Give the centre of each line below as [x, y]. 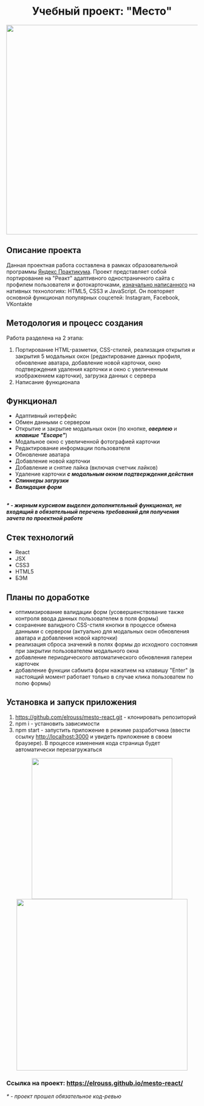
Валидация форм [39, 487]
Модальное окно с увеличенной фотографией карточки [87, 442]
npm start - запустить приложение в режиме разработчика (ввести [102, 730]
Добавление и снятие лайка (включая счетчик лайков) [86, 468]
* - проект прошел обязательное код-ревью [64, 1096]
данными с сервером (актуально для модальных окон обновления [102, 631]
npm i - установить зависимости [57, 723]
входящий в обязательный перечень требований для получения [93, 512]
